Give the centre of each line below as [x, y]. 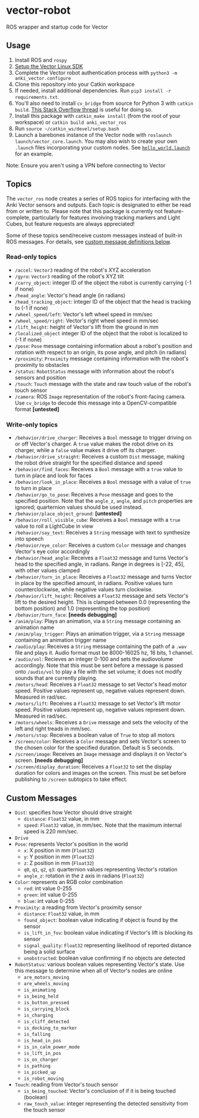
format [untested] [37, 409]
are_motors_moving [46, 977]
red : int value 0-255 [48, 888]
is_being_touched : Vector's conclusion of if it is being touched [100, 1091]
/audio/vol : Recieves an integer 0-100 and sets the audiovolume [94, 659]
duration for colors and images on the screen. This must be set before [100, 773]
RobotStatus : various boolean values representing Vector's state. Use [99, 964]
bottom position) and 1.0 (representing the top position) [82, 609]
